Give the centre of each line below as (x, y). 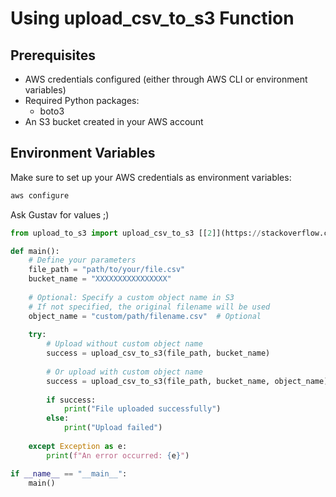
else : (58, 418)
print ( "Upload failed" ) (113, 428)
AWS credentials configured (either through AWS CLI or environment (166, 79)
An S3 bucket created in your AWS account (114, 121)
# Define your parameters (82, 260)
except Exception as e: (78, 446)
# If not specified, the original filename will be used (149, 307)
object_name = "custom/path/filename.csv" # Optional (145, 316)
